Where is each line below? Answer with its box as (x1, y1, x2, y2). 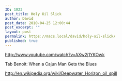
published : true (5, 39, 38, 43)
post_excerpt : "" (5, 25, 40, 30)
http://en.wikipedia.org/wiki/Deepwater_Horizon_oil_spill (5, 70, 117, 76)
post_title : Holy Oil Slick (5, 12, 62, 16)
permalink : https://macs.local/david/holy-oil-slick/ (5, 34, 116, 39)
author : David (5, 16, 34, 21)
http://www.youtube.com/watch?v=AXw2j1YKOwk (5, 52, 105, 57)
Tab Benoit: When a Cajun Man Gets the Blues (5, 61, 97, 67)
